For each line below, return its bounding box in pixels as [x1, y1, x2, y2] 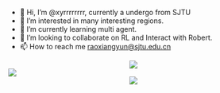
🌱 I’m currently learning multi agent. [19, 25, 137, 33]
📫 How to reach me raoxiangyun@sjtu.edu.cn [19, 42, 172, 51]
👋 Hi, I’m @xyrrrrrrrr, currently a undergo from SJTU [19, 8, 191, 17]
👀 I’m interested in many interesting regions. [19, 16, 164, 25]
